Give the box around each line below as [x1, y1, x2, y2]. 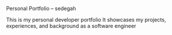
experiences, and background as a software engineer [6, 23, 137, 29]
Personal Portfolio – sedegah [6, 5, 76, 12]
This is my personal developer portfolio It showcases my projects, [6, 16, 167, 23]
